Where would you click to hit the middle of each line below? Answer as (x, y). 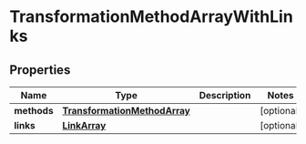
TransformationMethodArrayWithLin (151, 17)
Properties (40, 70)
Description (225, 95)
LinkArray (84, 125)
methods (34, 111)
